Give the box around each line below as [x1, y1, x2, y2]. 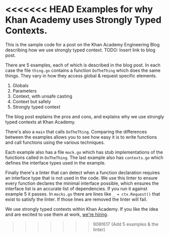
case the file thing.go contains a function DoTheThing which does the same [5, 67, 160, 73]
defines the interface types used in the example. [5, 160, 106, 166]
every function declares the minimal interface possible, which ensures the [5, 180, 159, 186]
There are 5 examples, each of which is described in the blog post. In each [5, 62, 160, 68]
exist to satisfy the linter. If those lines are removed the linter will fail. [5, 196, 148, 202]
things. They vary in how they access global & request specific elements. [5, 72, 157, 78]
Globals [12, 82, 29, 89]
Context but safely [12, 98, 51, 104]
